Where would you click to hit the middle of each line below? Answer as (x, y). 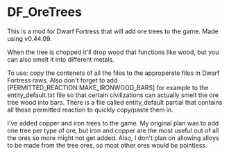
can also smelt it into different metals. (61, 59)
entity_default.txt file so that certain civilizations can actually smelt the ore (113, 95)
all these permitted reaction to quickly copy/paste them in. (90, 110)
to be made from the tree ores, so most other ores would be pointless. (107, 145)
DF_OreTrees (44, 12)
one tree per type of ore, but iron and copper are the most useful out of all (113, 130)
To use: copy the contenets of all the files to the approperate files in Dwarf (113, 73)
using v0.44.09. (29, 38)
